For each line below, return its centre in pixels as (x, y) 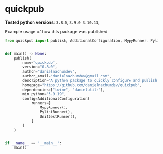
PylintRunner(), (56, 112)
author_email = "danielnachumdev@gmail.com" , (67, 76)
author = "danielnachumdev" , (50, 72)
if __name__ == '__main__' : (33, 143)
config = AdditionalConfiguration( (56, 99)
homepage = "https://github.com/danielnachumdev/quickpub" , (82, 85)
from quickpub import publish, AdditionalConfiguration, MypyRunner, (77, 40)
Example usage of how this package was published (56, 31)
